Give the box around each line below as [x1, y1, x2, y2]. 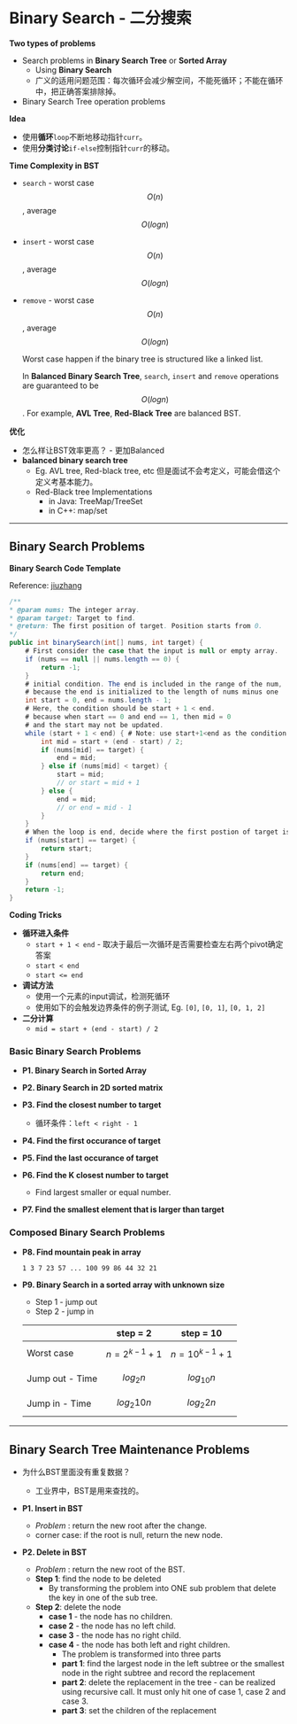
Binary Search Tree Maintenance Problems [9, 1441, 250, 1457]
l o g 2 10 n [116, 1396, 152, 1410]
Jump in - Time [26, 1397, 92, 1409]
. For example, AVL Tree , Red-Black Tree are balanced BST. [21, 408, 241, 418]
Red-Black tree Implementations [34, 486, 153, 497]
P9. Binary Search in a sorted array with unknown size [21, 1279, 225, 1290]
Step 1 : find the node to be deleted [34, 1573, 162, 1584]
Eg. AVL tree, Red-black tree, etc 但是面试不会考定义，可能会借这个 [34, 465, 281, 476]
